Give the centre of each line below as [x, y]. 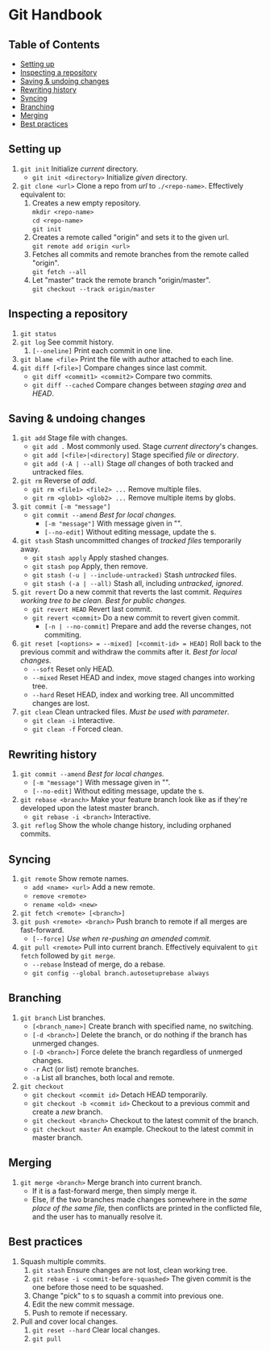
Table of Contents [54, 45]
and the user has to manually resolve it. [97, 1216]
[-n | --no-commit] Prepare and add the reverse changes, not [147, 626]
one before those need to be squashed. [98, 1287]
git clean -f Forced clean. [77, 729]
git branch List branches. [63, 1017]
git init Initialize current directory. [79, 168]
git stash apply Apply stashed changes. [100, 558]
